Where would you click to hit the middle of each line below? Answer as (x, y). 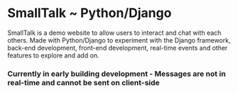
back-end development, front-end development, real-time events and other (118, 48)
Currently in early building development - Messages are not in (117, 74)
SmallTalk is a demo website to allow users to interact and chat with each (114, 33)
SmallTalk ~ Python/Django (90, 13)
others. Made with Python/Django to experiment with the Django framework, (119, 40)
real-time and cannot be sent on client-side (83, 82)
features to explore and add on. (53, 55)
